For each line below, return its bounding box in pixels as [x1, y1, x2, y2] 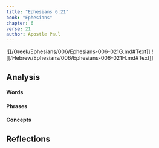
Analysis [6, 72, 41, 82]
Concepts [6, 116, 31, 124]
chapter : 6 [6, 20, 34, 26]
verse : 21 [6, 25, 31, 32]
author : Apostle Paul [6, 31, 61, 37]
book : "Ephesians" [6, 14, 53, 21]
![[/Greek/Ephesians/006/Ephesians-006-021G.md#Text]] [6, 48, 151, 55]
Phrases [6, 102, 28, 109]
